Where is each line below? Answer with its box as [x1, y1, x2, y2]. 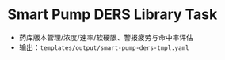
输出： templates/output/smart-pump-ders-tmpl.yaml [18, 42, 189, 52]
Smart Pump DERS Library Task [7, 6, 218, 24]
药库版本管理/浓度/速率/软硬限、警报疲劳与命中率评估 [18, 32, 193, 42]
